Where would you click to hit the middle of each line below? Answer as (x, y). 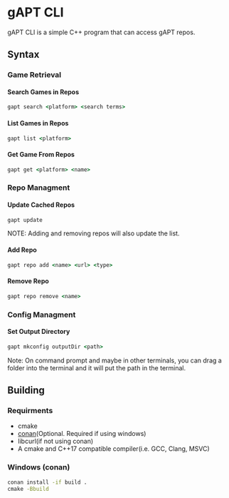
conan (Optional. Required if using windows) (82, 434)
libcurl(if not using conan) (55, 441)
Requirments (30, 410)
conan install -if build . (47, 482)
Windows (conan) (39, 467)
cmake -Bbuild (28, 489)
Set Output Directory (39, 332)
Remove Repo (28, 281)
